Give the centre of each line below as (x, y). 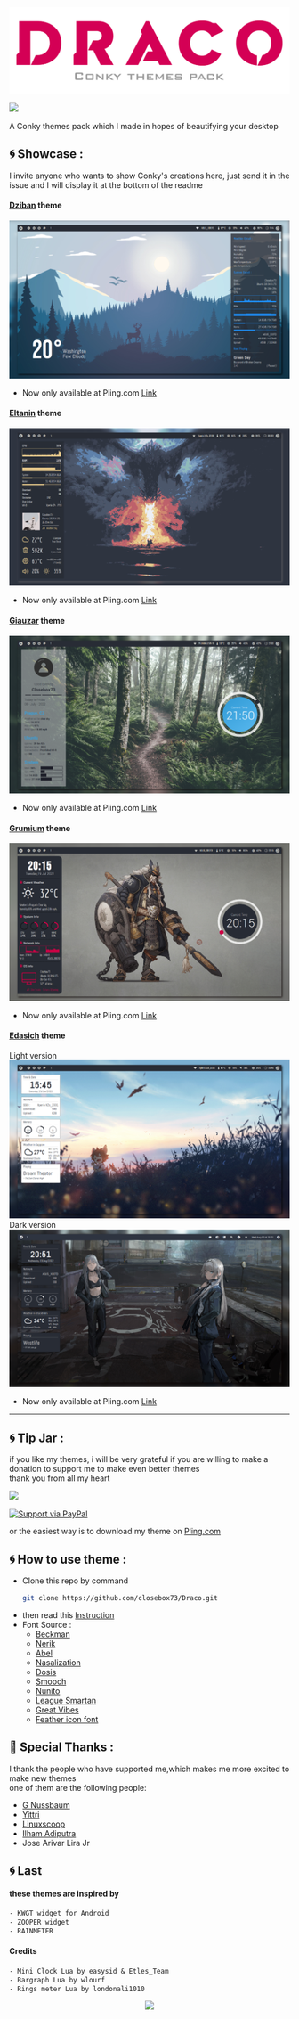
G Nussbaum (46, 1805)
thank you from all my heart (60, 1478)
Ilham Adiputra (49, 1833)
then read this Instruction (68, 1614)
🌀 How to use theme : (68, 1559)
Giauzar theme (37, 620)
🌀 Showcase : (46, 154)
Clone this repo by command (75, 1581)
